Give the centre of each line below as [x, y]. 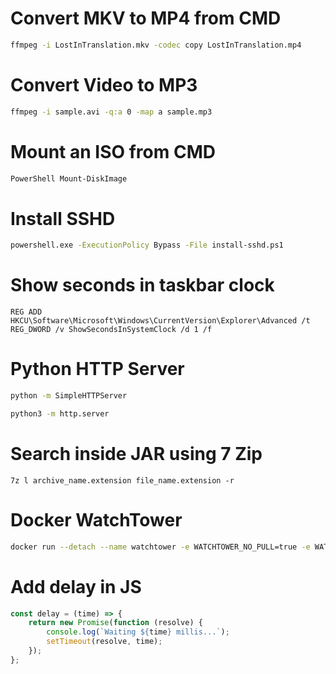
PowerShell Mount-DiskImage [69, 178]
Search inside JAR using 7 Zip [136, 454]
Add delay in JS [76, 586]
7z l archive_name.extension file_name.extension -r [122, 480]
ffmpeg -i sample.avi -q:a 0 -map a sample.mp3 [111, 112]
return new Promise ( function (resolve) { [115, 623]
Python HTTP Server [97, 369]
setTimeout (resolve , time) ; [104, 642]
